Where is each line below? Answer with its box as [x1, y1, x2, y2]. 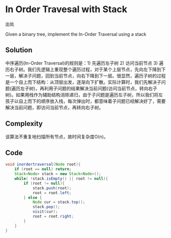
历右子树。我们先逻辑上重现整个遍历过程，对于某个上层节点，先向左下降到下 [5, 66, 166, 72]
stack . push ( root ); [32, 185, 72, 191]
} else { [23, 195, 42, 200]
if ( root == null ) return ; [14, 166, 72, 172]
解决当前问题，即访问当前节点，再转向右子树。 [5, 104, 103, 110]
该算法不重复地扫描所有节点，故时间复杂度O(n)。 [5, 133, 108, 140]
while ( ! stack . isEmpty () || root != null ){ [14, 176, 108, 181]
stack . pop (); [32, 205, 60, 210]
